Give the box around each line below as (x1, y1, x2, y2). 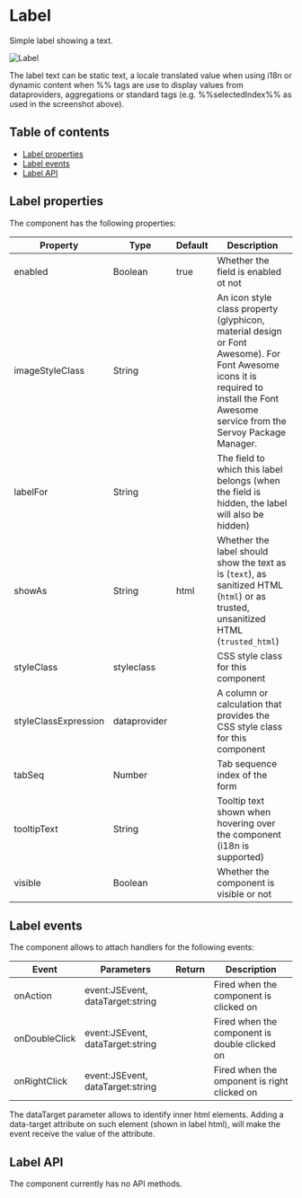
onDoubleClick (13, 1033, 76, 1045)
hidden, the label (217, 496, 288, 509)
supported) (217, 850, 265, 863)
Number (112, 768, 148, 781)
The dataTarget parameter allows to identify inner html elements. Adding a (9, 1109, 285, 1120)
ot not (217, 276, 242, 288)
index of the (217, 768, 268, 781)
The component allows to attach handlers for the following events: (9, 942, 254, 953)
